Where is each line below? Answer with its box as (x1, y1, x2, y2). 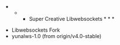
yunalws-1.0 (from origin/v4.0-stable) (11, 33, 102, 39)
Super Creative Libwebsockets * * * (29, 16, 115, 22)
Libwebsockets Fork (11, 27, 60, 33)
